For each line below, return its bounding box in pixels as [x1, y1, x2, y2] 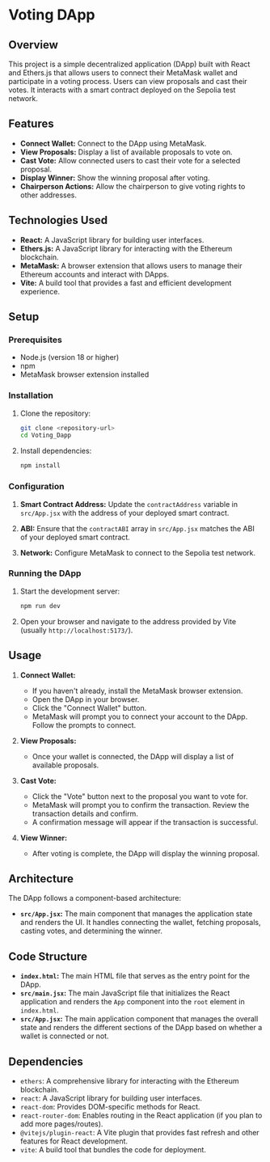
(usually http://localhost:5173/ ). [19, 625, 133, 635]
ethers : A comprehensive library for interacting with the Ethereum [19, 1075, 240, 1085]
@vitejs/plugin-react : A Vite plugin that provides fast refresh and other [19, 1127, 260, 1137]
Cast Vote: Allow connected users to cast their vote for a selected [19, 155, 241, 165]
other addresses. [19, 190, 77, 200]
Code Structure [8, 949, 87, 963]
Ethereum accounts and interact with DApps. [19, 269, 170, 279]
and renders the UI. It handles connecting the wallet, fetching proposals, [19, 918, 261, 927]
